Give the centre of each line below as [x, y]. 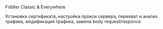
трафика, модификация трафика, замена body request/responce [73, 22]
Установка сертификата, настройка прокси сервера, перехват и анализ [81, 16]
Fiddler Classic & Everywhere [35, 7]
